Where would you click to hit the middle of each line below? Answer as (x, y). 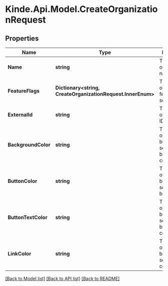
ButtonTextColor (27, 217)
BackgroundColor (29, 145)
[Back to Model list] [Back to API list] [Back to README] (62, 278)
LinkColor (19, 254)
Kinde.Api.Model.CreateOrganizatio (81, 9)
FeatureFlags (24, 91)
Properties (22, 38)
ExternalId (20, 115)
